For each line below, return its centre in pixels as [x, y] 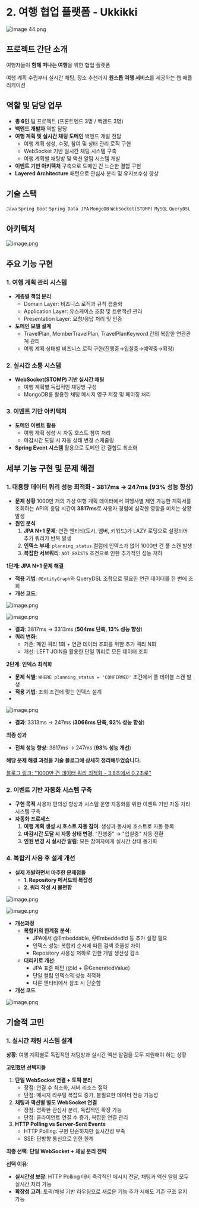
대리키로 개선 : [40, 960]
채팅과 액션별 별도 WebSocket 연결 [56, 1102]
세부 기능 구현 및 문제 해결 [50, 468]
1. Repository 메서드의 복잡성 [58, 879]
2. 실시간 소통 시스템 [34, 366]
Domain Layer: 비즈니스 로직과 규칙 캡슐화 [73, 303]
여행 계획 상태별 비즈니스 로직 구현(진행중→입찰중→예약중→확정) [99, 348]
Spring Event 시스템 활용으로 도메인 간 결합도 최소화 [76, 448]
